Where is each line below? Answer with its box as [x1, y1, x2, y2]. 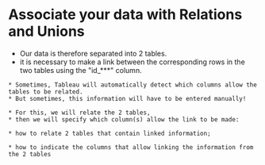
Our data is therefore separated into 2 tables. [19, 48, 167, 58]
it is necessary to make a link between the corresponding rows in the [19, 57, 246, 67]
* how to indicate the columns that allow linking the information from [8, 143, 254, 152]
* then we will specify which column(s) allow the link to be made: [8, 115, 240, 124]
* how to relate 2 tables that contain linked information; [8, 129, 212, 137]
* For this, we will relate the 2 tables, [8, 109, 151, 117]
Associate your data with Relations [8, 6, 243, 24]
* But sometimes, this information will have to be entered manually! [8, 94, 247, 102]
